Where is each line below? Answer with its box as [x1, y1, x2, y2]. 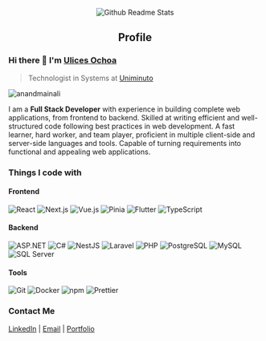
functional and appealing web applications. [8, 147, 151, 156]
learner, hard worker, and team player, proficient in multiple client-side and [8, 129, 256, 140]
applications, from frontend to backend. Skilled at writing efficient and [8, 112, 239, 122]
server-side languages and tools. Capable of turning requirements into [8, 138, 242, 148]
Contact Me [8, 306, 55, 317]
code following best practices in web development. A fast [44, 121, 235, 131]
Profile [117, 30, 153, 44]
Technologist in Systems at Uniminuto [27, 73, 154, 83]
